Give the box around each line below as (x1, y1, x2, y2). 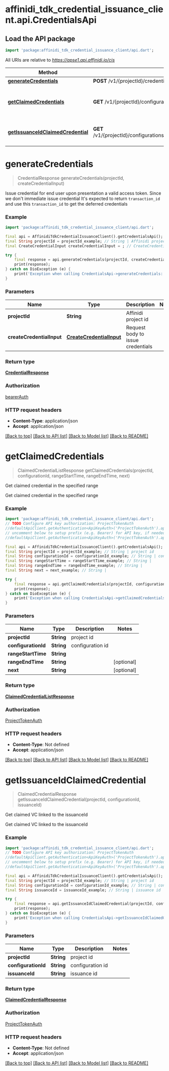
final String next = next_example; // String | (5, 568, 107, 573)
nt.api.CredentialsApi (5, 14, 97, 26)
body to (126, 330, 144, 337)
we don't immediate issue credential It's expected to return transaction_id (5, 196, 160, 202)
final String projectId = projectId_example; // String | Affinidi (5, 238, 150, 244)
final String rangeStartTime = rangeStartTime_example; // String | (5, 558, 152, 564)
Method (38, 69, 58, 76)
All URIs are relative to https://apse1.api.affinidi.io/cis (5, 57, 115, 63)
